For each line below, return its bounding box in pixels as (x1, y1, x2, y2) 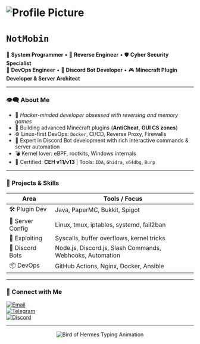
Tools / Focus (103, 194, 143, 203)
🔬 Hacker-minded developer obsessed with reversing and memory (14, 111, 179, 119)
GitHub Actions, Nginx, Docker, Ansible (55, 262, 165, 271)
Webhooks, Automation (55, 251, 121, 259)
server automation (14, 143, 60, 150)
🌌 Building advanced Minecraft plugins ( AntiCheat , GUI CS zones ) (14, 124, 178, 131)
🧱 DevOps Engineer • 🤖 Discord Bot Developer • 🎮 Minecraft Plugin (6, 66, 177, 74)
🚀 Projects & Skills (6, 179, 60, 187)
